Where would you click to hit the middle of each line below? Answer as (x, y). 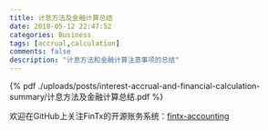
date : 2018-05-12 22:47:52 (61, 26)
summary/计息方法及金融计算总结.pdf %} (87, 97)
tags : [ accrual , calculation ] (65, 43)
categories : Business (51, 35)
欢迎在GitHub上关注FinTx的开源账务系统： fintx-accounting (119, 116)
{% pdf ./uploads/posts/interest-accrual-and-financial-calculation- (135, 86)
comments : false (40, 52)
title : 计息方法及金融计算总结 (61, 18)
